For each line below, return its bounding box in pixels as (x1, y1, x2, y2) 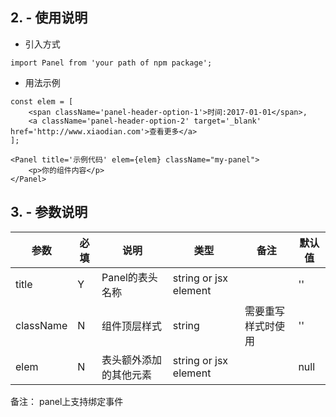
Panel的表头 (101, 270, 158, 284)
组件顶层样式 (101, 319, 162, 333)
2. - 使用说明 (10, 9, 88, 27)
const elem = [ (10, 96, 74, 107)
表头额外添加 (101, 353, 162, 367)
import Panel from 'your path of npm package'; (10, 58, 213, 68)
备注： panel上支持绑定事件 (10, 395, 124, 407)
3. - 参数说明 (10, 204, 88, 221)
